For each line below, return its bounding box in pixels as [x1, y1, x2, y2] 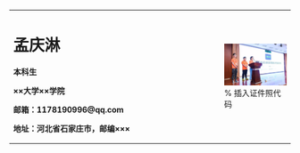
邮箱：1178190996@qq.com [12, 104, 124, 115]
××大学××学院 [12, 85, 65, 96]
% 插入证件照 [224, 87, 274, 98]
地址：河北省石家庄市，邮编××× [12, 123, 131, 133]
